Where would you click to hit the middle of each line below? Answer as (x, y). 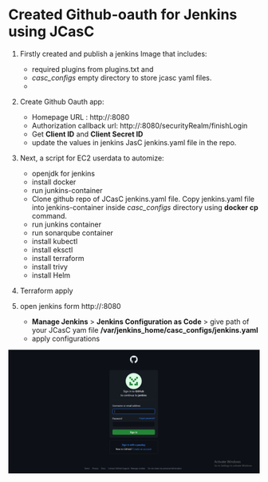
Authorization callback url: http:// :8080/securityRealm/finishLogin (140, 125)
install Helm (51, 275)
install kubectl (55, 241)
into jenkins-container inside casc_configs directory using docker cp (145, 207)
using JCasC (51, 32)
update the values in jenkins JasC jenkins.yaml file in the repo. (134, 142)
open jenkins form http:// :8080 (70, 306)
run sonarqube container (73, 232)
